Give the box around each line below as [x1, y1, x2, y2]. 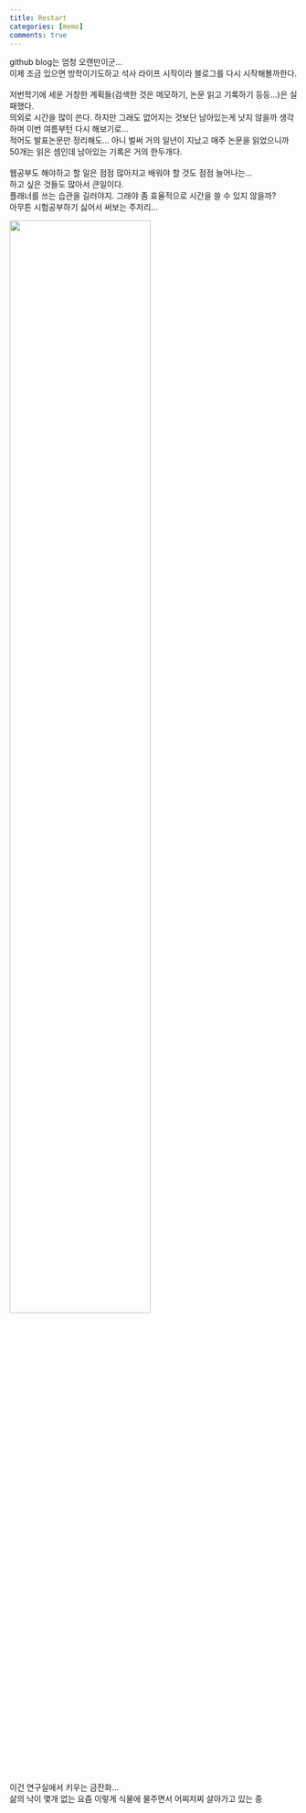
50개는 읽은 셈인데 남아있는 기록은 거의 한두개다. [9, 146, 183, 157]
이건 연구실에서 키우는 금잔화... [9, 1782, 120, 1793]
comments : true [9, 30, 68, 39]
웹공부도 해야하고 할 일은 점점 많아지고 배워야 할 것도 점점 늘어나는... [9, 167, 253, 178]
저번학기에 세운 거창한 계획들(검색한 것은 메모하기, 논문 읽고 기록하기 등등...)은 [9, 89, 288, 101]
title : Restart [9, 13, 68, 23]
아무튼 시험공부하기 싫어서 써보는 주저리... [9, 202, 158, 213]
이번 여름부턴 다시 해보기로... [26, 123, 130, 134]
